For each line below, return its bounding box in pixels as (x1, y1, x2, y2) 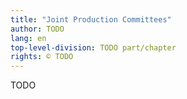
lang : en (10, 33, 47, 43)
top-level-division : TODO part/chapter (10, 42, 177, 53)
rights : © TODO (10, 52, 74, 62)
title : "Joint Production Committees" (10, 14, 172, 25)
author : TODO (10, 24, 65, 34)
